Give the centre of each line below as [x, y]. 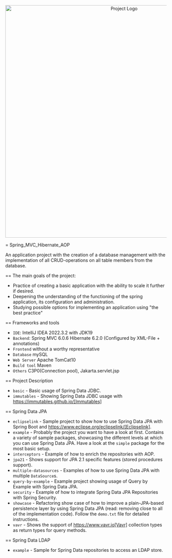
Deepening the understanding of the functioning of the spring [78, 296]
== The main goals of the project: [40, 276]
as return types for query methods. [50, 530]
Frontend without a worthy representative [56, 349]
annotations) [26, 344]
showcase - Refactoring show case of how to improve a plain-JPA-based [88, 503]
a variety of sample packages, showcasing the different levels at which [88, 438]
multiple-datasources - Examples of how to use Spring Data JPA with [86, 470]
